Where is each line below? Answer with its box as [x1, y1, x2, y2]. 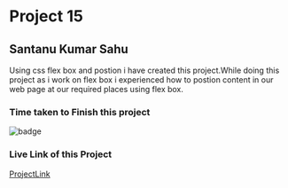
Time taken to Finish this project [9, 106, 151, 118]
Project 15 [9, 6, 84, 27]
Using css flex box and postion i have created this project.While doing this [9, 65, 280, 75]
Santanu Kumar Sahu [9, 42, 128, 57]
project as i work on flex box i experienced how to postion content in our [9, 74, 274, 85]
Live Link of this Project [9, 148, 113, 161]
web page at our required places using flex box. [9, 84, 184, 94]
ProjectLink [9, 168, 51, 179]
